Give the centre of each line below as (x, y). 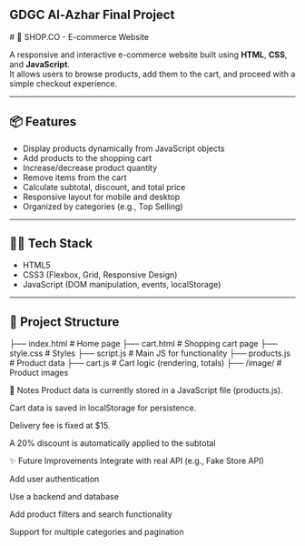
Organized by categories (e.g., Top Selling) (103, 206)
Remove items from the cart (74, 177)
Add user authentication (54, 479)
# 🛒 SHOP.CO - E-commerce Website (79, 36)
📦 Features (43, 122)
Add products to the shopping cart (87, 157)
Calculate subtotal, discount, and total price (104, 187)
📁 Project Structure (64, 322)
